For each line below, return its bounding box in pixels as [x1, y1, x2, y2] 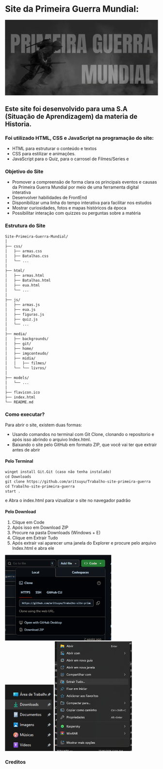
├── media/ [5, 331, 27, 337]
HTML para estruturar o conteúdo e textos [12, 146, 97, 151]
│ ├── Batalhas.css [5, 253, 49, 259]
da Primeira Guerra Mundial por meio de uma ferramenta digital [12, 184, 139, 190]
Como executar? [5, 411, 45, 417]
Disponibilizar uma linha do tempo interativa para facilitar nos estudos [12, 200, 152, 206]
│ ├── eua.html [5, 282, 40, 288]
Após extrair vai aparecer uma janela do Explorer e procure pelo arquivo [12, 540, 156, 546]
